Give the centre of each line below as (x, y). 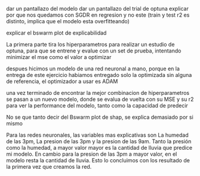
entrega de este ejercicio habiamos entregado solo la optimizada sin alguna (99, 75)
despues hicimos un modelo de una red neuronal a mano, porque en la (93, 69)
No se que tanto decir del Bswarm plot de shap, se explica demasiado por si (100, 117)
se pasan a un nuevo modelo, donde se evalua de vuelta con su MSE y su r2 (100, 99)
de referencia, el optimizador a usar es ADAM (62, 81)
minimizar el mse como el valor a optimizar (59, 57)
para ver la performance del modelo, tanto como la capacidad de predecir (97, 106)
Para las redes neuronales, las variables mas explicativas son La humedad (98, 135)
